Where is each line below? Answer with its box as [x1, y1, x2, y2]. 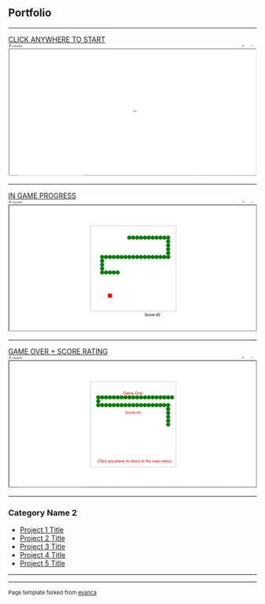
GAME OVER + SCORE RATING [8, 347, 108, 356]
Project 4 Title [19, 550, 65, 560]
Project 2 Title [19, 534, 65, 543]
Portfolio [8, 6, 52, 20]
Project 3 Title [19, 542, 65, 551]
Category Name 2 [8, 507, 77, 518]
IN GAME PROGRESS [8, 191, 77, 200]
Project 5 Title [19, 559, 65, 569]
